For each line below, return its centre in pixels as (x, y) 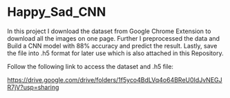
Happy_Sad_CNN (57, 12)
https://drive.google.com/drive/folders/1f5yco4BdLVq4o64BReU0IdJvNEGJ (115, 79)
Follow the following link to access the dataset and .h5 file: (90, 66)
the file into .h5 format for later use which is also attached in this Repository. (115, 53)
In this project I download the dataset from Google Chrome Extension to (109, 31)
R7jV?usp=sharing (33, 87)
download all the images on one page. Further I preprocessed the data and (113, 38)
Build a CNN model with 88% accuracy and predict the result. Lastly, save (112, 46)
